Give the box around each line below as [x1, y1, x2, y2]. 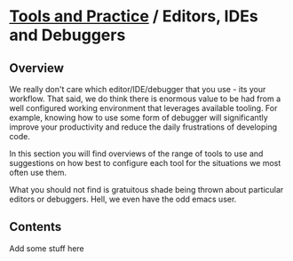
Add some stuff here [9, 242, 84, 254]
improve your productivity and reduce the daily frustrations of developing [9, 122, 278, 132]
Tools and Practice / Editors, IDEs [9, 6, 259, 27]
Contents [9, 219, 62, 234]
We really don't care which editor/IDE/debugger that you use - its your [9, 84, 266, 94]
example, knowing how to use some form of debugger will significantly [9, 113, 268, 123]
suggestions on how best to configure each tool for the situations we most [9, 158, 281, 168]
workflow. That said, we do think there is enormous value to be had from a [9, 93, 281, 104]
